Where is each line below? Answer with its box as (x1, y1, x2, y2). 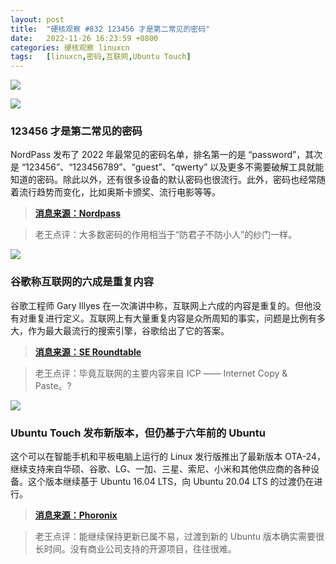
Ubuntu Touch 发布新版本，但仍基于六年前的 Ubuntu (10, 426, 266, 440)
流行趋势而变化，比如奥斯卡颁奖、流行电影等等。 (18, 186, 221, 198)
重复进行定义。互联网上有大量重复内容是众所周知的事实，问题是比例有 (27, 312, 317, 324)
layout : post (10, 14, 65, 25)
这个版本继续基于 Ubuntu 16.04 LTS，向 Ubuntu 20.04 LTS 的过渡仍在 (27, 476, 315, 488)
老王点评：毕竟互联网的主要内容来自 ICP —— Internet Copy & (34, 367, 288, 379)
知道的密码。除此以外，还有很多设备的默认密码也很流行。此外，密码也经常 (10, 174, 317, 186)
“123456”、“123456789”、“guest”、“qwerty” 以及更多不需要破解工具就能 (21, 161, 325, 173)
